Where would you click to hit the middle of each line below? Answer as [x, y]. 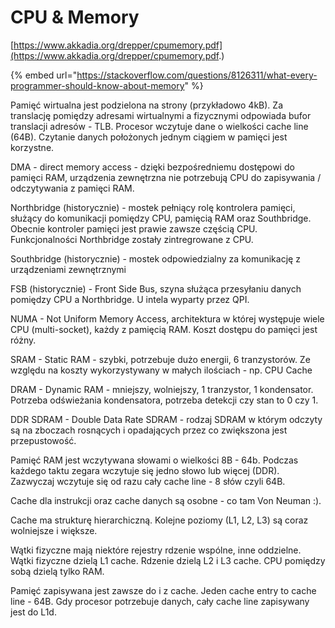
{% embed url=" [44, 75]
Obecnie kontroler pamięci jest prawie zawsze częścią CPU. [134, 228]
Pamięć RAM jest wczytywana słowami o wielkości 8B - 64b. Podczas [154, 460]
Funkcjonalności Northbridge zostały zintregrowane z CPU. [132, 239]
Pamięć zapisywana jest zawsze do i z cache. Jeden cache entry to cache [163, 590]
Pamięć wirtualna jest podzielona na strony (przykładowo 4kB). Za [146, 105]
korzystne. [32, 147]
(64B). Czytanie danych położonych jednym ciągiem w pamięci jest [149, 137]
